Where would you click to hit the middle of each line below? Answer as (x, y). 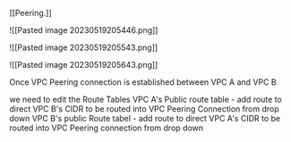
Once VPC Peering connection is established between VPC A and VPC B (143, 82)
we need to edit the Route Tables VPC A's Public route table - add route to (145, 99)
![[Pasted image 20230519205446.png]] (84, 30)
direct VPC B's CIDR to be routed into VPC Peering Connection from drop (144, 109)
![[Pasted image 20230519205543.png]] (84, 47)
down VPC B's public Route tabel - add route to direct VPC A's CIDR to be (145, 118)
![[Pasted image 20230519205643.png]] (84, 65)
